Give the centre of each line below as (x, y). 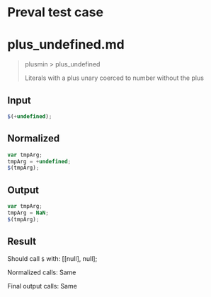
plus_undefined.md (66, 45)
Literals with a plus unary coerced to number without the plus (114, 78)
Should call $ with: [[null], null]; (52, 258)
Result (22, 241)
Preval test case (56, 12)
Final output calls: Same (42, 286)
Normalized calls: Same (42, 272)
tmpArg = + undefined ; (39, 161)
